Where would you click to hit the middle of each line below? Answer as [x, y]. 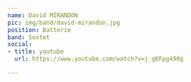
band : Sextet [29, 37]
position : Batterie [39, 30]
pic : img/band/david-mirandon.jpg [64, 23]
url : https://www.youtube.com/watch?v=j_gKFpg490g [99, 59]
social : [20, 45]
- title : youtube [36, 52]
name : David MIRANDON [43, 15]
